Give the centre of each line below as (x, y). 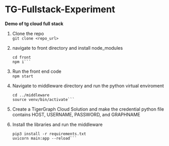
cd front (22, 57)
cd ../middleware (31, 95)
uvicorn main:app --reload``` (45, 138)
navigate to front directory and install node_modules (68, 48)
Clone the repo (28, 33)
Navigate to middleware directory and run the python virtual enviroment (88, 86)
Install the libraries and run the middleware (58, 124)
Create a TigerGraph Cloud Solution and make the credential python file (88, 109)
